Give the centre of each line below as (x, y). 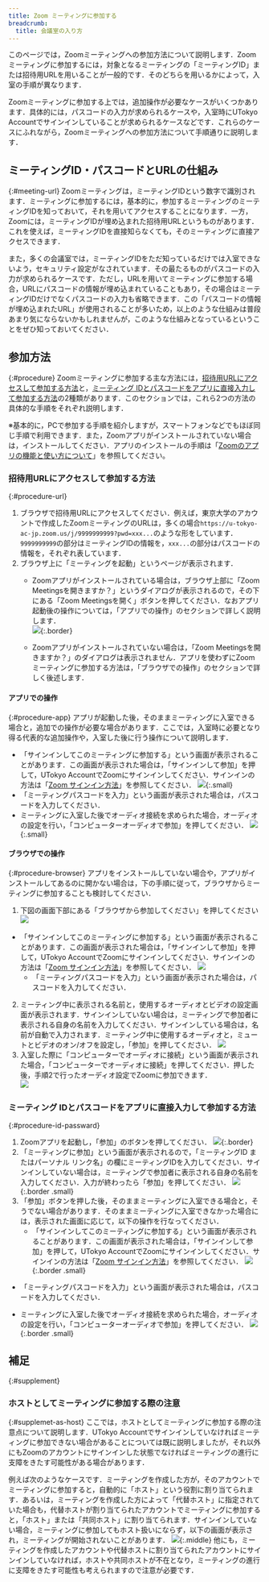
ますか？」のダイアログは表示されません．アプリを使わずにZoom (147, 658)
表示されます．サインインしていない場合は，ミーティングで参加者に (146, 1014)
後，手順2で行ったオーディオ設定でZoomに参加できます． (116, 1075)
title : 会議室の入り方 (49, 31)
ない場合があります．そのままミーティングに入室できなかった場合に (147, 1211)
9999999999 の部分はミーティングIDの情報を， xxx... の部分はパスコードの (140, 543)
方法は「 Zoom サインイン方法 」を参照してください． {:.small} (126, 785)
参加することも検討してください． (99, 893)
